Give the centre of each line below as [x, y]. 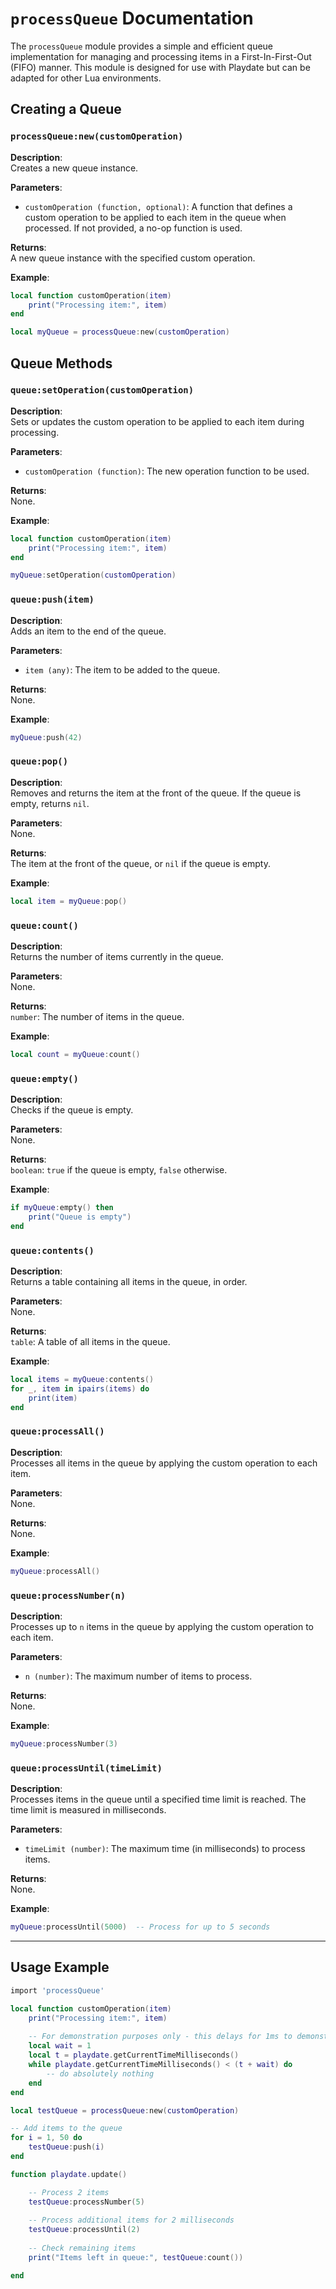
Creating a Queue [66, 109]
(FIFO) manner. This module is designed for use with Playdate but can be [160, 67]
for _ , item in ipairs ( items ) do [80, 1388]
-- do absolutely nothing [100, 2073]
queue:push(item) [52, 600]
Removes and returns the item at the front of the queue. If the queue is [156, 793]
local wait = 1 [60, 2046]
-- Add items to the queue [66, 2128]
